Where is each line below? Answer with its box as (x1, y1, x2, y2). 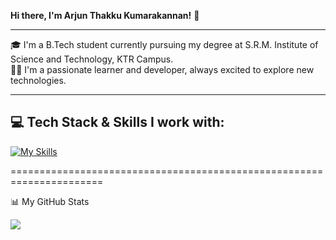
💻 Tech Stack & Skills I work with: (10, 114, 225, 131)
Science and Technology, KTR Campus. (10, 53, 174, 65)
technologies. (10, 75, 67, 86)
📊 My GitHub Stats (10, 195, 90, 207)
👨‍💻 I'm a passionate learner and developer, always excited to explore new (10, 64, 315, 75)
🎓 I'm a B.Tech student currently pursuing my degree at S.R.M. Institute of (10, 39, 319, 50)
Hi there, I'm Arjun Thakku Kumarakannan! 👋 (10, 10, 200, 21)
